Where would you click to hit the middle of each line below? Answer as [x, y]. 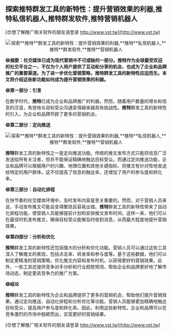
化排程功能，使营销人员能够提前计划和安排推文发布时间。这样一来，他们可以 [86, 213]
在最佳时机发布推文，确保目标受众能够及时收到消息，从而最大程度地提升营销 [86, 219]
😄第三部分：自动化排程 [30, 189]
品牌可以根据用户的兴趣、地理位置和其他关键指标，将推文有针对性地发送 [90, 166]
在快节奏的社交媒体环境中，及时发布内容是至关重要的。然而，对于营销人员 [84, 200]
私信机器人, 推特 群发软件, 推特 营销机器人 [75, 19]
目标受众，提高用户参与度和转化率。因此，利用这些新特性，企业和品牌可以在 [86, 307]
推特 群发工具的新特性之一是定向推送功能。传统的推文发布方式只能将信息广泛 [86, 153]
